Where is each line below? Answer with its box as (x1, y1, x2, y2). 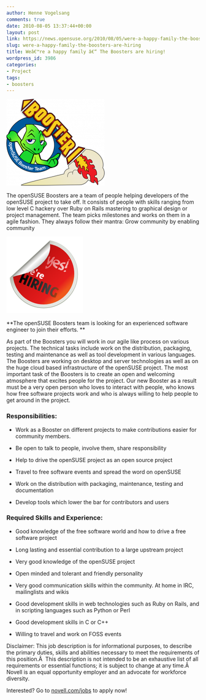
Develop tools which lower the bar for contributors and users (15, 498, 169, 506)
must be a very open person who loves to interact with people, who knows (6, 383, 195, 391)
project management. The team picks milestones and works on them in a (6, 212, 190, 219)
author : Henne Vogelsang (6, 10, 70, 16)
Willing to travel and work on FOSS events (15, 630, 121, 637)
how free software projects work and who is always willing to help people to (6, 390, 199, 398)
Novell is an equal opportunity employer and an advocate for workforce (6, 668, 187, 675)
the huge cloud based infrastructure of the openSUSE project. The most (6, 364, 188, 371)
